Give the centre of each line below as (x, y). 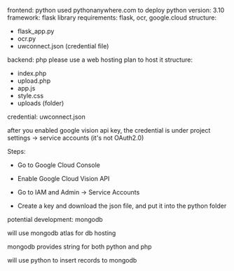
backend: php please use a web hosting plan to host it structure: (100, 60)
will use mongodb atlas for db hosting (62, 233)
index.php (32, 73)
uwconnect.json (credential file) (63, 46)
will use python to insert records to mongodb (72, 260)
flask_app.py (36, 31)
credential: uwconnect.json (47, 117)
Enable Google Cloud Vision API (63, 179)
